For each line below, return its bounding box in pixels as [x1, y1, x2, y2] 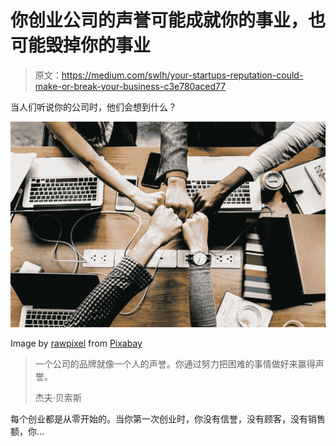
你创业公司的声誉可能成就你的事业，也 [10, 9, 327, 32]
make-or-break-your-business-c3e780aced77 [34, 80, 227, 92]
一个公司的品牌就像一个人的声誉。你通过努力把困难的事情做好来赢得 [34, 358, 316, 370]
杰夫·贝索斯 [34, 392, 82, 404]
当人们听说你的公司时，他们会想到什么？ [10, 101, 177, 113]
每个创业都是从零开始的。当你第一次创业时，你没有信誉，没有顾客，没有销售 [10, 413, 326, 425]
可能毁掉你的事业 [10, 34, 152, 57]
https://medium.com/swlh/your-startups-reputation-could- [61, 69, 304, 81]
